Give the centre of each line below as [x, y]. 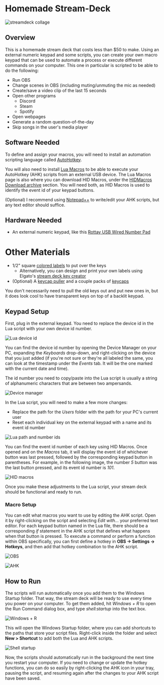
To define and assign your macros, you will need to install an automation [78, 154]
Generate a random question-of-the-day [53, 122]
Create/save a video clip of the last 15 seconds [59, 90]
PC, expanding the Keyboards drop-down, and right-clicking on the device [80, 353]
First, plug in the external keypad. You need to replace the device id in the [80, 323]
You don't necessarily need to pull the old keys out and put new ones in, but [82, 291]
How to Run [23, 581]
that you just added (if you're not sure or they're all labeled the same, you [79, 358]
